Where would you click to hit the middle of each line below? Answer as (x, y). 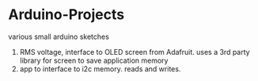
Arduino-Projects (66, 15)
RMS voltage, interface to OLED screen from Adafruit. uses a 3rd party (135, 52)
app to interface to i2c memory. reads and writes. (100, 68)
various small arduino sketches (59, 37)
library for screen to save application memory (94, 60)
